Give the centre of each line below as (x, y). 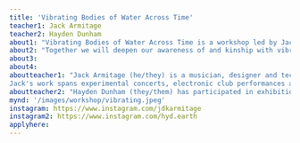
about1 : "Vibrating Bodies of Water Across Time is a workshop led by (143, 42)
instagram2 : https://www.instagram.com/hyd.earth (104, 116)
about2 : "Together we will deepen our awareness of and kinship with (142, 51)
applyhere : (29, 125)
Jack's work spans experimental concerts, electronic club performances (147, 83)
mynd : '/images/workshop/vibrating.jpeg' (87, 100)
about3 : (24, 59)
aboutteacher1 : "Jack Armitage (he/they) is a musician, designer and (143, 75)
